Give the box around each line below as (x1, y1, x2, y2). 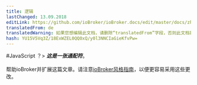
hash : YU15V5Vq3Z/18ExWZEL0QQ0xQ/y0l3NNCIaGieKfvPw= (6, 36, 138, 41)
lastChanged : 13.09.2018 (6, 14, 67, 20)
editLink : (6, 19, 30, 25)
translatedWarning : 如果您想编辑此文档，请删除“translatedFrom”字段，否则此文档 (6, 30, 190, 36)
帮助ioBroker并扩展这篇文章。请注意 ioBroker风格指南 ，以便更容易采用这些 (6, 66, 186, 73)
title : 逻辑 (6, 8, 33, 15)
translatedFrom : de (6, 24, 54, 31)
